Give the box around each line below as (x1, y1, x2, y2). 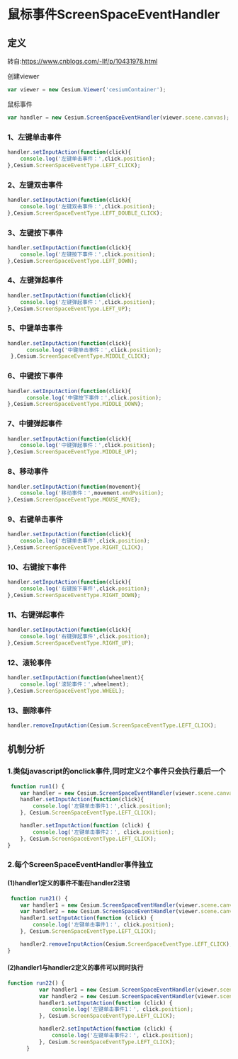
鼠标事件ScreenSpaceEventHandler (7, 6, 220, 23)
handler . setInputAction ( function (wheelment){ (7, 674, 144, 681)
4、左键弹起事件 (7, 276, 64, 285)
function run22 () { (7, 979, 65, 987)
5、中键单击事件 (7, 323, 63, 333)
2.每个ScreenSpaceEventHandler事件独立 (7, 860, 154, 870)
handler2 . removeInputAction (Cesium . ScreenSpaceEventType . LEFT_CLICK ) (20, 940, 230, 948)
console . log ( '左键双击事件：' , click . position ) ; (20, 203, 156, 210)
